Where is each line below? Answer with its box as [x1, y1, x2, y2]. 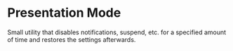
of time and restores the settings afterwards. [7, 35, 136, 43]
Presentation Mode [7, 5, 121, 21]
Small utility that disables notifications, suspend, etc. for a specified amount [7, 28, 227, 36]
